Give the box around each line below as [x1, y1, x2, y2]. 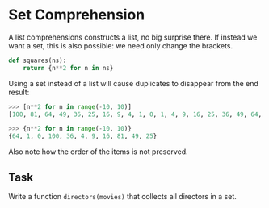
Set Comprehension [8, 6, 145, 24]
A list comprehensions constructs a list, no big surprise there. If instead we [8, 32, 258, 42]
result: [8, 87, 30, 97]
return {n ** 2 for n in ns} [23, 64, 114, 72]
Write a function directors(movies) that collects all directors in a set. [8, 192, 237, 201]
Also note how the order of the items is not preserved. [8, 147, 188, 156]
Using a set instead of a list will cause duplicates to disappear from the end [8, 78, 258, 88]
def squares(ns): [8, 56, 67, 64]
